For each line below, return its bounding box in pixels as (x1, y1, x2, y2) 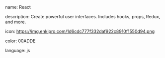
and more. (5, 19, 26, 25)
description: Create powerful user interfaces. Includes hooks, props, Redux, (5, 14, 161, 19)
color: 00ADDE (5, 38, 36, 44)
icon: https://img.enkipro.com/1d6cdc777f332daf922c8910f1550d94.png (5, 29, 155, 34)
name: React (5, 4, 31, 10)
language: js (5, 48, 30, 53)
